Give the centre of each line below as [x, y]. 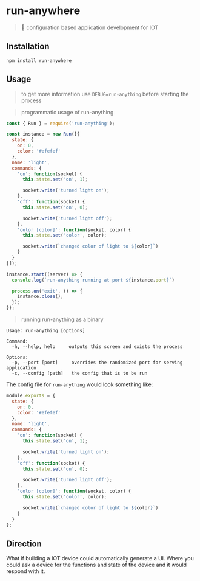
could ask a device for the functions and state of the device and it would [96, 565]
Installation [28, 47]
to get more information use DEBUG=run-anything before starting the [105, 94]
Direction [24, 544]
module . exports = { [31, 396]
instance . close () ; [40, 297]
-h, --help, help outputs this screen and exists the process [97, 347]
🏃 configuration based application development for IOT [90, 27]
